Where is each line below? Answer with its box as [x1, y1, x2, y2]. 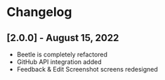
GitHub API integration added [16, 58, 103, 66]
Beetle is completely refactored [16, 50, 108, 58]
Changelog [6, 4, 72, 20]
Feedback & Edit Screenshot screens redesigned [16, 65, 159, 73]
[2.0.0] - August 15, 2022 [6, 32, 119, 44]
